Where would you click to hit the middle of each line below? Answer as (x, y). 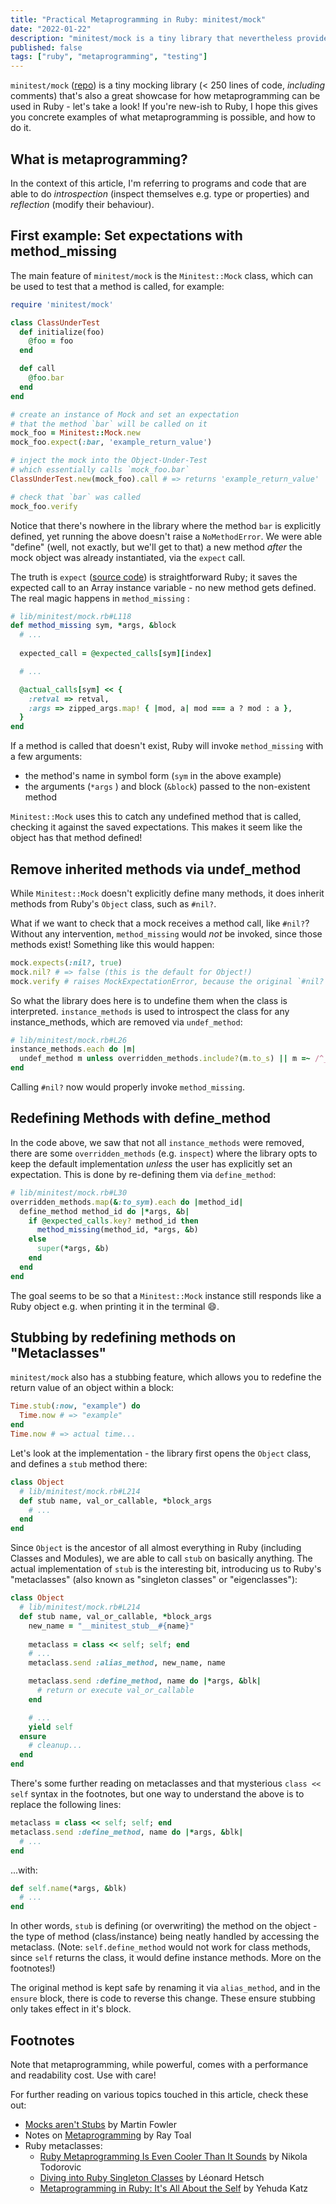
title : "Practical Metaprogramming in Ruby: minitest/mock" (138, 19)
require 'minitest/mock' (62, 304)
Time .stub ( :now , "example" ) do (75, 1406)
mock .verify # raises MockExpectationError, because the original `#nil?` (169, 981)
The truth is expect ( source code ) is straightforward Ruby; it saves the (154, 577)
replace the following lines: (66, 1805)
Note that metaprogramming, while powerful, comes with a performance (159, 2064)
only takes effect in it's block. (71, 2009)
